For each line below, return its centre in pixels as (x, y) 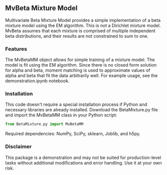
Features (16, 49)
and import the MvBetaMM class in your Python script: (61, 115)
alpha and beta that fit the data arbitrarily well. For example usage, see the (82, 76)
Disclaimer (18, 147)
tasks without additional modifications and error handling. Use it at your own (83, 163)
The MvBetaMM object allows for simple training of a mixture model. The (80, 60)
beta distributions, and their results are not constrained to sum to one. (77, 36)
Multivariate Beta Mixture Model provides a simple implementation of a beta (83, 20)
